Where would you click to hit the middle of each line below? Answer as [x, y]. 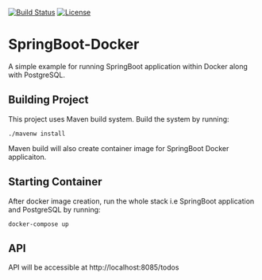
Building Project [48, 100]
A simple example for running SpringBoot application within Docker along [128, 66]
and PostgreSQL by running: [54, 209]
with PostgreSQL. [37, 75]
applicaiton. [27, 157]
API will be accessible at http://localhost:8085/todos [94, 267]
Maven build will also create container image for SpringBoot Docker [119, 148]
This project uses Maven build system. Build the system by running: [119, 119]
